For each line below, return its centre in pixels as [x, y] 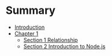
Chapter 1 [26, 33]
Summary [30, 11]
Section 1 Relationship [51, 40]
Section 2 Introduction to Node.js [64, 46]
